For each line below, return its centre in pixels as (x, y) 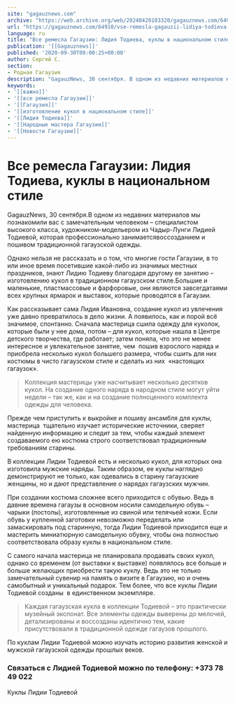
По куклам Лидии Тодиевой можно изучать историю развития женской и (117, 643)
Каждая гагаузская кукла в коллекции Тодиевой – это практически (125, 606)
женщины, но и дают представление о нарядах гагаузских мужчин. (108, 484)
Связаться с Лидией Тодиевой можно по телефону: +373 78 (115, 668)
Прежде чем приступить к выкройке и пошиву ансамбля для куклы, (109, 418)
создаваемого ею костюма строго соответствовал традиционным (107, 441)
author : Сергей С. (34, 60)
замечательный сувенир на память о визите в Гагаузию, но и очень (109, 578)
